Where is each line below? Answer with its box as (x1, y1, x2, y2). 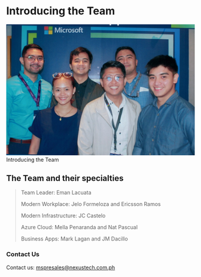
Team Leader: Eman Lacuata (20, 189, 92, 196)
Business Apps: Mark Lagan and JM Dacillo (20, 235, 129, 242)
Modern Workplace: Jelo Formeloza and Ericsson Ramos (20, 201, 161, 208)
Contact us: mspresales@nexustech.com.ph (6, 264, 115, 271)
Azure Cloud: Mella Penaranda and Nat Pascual (20, 224, 138, 231)
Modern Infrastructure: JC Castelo (20, 212, 106, 219)
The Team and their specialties (6, 173, 124, 183)
